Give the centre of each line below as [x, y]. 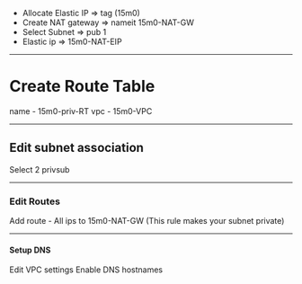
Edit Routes [35, 201]
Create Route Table [82, 87]
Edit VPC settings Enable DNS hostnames [86, 270]
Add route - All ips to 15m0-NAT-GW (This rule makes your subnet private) [147, 221]
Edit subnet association [76, 148]
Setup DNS [30, 250]
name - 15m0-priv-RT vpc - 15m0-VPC [81, 111]
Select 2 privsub [40, 169]
